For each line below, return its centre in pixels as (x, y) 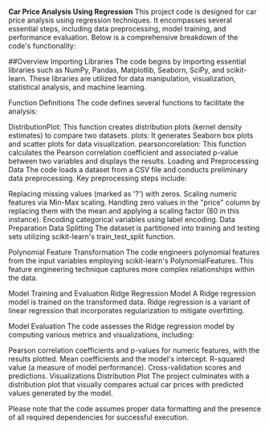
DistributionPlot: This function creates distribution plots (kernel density (125, 127)
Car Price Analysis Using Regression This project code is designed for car (132, 12)
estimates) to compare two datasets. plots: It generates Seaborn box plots (131, 135)
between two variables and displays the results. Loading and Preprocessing (134, 161)
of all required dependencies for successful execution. (98, 417)
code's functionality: (42, 46)
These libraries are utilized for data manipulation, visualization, (132, 79)
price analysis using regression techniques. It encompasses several (120, 20)
